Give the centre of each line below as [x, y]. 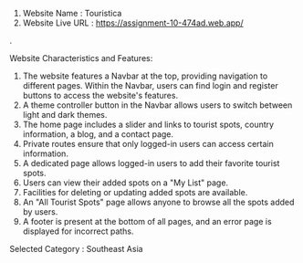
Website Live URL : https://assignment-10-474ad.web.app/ [133, 23]
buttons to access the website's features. [100, 95]
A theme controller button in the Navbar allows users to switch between [157, 105]
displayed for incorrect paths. [78, 231]
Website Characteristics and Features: [81, 58]
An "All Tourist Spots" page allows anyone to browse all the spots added [158, 202]
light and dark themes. [65, 115]
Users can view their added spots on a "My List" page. [125, 183]
